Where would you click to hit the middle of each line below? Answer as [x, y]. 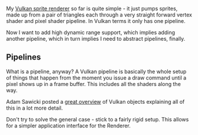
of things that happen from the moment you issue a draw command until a [96, 78]
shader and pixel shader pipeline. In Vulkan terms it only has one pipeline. [96, 21]
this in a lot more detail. [35, 108]
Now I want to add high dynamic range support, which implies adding [91, 32]
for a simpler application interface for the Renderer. [69, 126]
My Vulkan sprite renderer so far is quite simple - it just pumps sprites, [92, 9]
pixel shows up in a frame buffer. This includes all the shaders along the [94, 84]
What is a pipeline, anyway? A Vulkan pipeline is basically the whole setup [96, 71]
